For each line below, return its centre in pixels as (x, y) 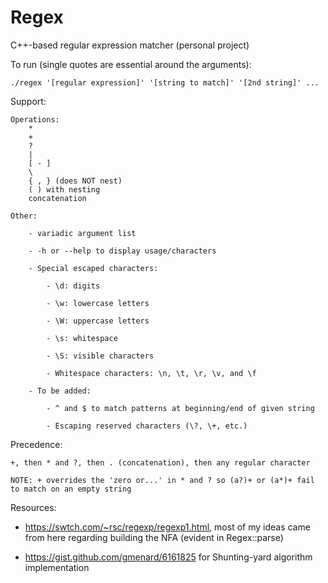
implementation (57, 567)
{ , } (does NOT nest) (75, 181)
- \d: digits (73, 286)
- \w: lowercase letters (98, 303)
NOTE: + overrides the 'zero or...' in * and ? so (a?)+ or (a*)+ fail (162, 480)
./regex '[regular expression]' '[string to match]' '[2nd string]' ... (165, 82)
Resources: (33, 507)
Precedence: (36, 444)
